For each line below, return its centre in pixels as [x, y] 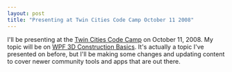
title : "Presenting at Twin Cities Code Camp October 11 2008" [101, 20]
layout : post [26, 13]
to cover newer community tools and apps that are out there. [94, 61]
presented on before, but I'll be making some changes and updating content [116, 54]
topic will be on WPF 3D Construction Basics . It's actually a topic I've [106, 47]
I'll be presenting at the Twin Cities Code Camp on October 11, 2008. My [110, 39]
